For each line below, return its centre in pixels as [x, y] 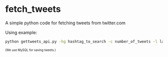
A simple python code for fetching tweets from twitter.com [65, 23]
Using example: [21, 32]
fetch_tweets [33, 9]
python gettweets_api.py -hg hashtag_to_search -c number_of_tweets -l [81, 41]
